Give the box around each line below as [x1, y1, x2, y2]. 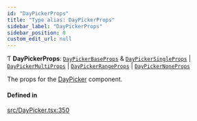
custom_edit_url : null [7, 36, 72, 43]
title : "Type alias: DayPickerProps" [7, 16, 115, 23]
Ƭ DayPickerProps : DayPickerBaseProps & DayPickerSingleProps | [7, 54, 191, 63]
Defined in [7, 91, 38, 99]
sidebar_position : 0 [7, 29, 67, 36]
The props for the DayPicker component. [7, 75, 123, 83]
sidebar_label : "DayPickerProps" [7, 23, 103, 30]
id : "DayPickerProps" [7, 10, 69, 17]
